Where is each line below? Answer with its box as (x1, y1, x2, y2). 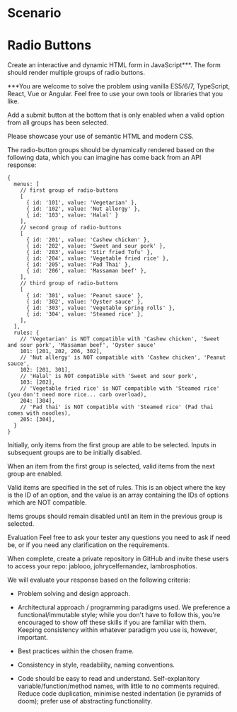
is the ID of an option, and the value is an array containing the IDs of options (7, 490, 229, 500)
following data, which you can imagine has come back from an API (7, 154, 202, 162)
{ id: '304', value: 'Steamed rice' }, (25, 311, 144, 318)
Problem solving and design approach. (17, 590, 131, 598)
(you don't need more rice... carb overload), (7, 391, 147, 398)
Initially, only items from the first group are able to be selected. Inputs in (7, 441, 217, 449)
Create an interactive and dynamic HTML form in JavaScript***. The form (7, 61, 221, 69)
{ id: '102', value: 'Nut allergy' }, (25, 205, 141, 213)
